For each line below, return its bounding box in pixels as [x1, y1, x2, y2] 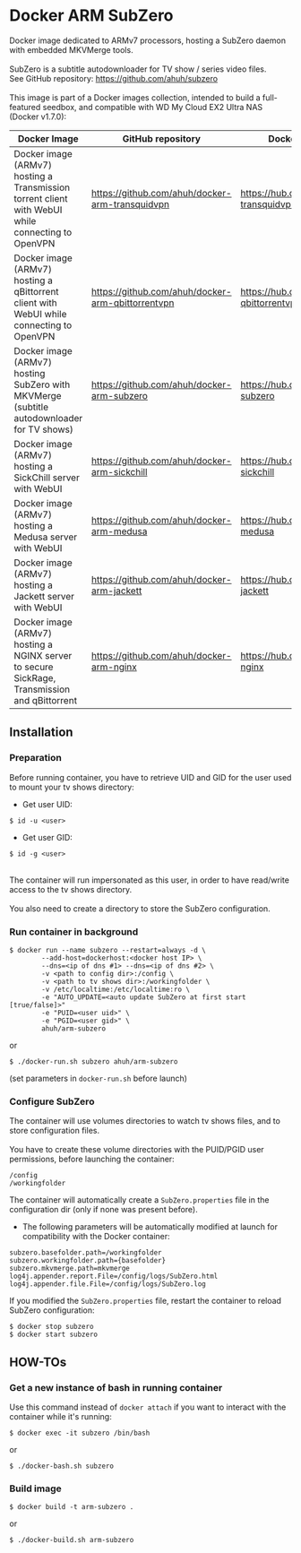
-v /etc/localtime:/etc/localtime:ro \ [41, 985, 191, 994]
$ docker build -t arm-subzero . [9, 1503, 134, 1512]
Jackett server [13, 590, 74, 602]
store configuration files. [9, 1126, 100, 1136]
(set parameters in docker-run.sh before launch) [9, 1073, 188, 1083]
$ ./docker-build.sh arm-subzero [9, 1536, 134, 1545]
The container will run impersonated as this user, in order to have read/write [9, 875, 289, 885]
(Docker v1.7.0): [9, 111, 67, 122]
